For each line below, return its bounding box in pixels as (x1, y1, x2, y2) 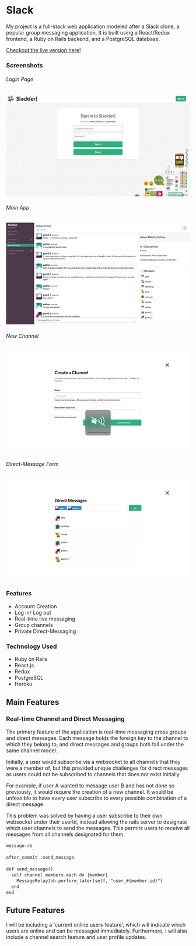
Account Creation (14, 602, 57, 609)
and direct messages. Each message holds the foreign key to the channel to (6, 734, 188, 741)
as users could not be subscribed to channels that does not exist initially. (6, 770, 181, 777)
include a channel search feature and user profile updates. (6, 933, 147, 940)
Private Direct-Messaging (14, 628, 76, 635)
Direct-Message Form (6, 460, 59, 467)
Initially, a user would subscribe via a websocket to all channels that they (6, 758, 181, 765)
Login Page (6, 76, 34, 83)
